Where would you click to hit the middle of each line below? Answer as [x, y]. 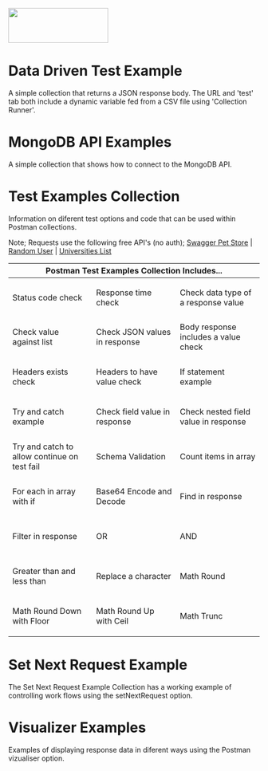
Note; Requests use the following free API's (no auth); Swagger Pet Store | [130, 242]
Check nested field [215, 412]
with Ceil [112, 621]
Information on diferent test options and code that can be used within [122, 218]
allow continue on [45, 457]
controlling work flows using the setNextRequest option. [100, 695]
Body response [208, 327]
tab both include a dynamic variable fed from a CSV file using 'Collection [128, 101]
